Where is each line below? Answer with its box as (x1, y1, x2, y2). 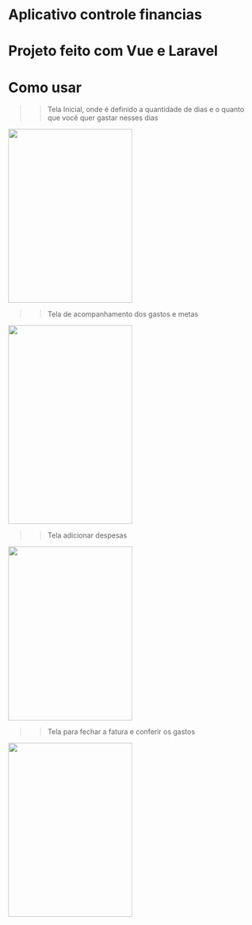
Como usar (8, 78, 82, 96)
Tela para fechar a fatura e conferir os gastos (47, 727, 196, 737)
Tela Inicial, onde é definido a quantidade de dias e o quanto (47, 105, 245, 115)
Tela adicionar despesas (47, 531, 128, 540)
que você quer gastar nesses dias (47, 113, 158, 122)
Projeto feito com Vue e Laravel (8, 42, 218, 60)
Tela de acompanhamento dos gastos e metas (47, 309, 199, 319)
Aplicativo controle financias (8, 6, 202, 24)
